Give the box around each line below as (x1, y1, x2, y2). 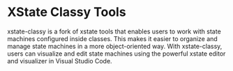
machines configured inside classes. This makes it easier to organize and (7, 34, 218, 42)
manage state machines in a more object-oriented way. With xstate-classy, (7, 42, 223, 50)
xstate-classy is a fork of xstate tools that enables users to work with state (7, 27, 221, 35)
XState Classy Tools (7, 4, 127, 20)
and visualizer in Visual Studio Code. (7, 56, 113, 65)
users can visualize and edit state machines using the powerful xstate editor (7, 49, 226, 58)
